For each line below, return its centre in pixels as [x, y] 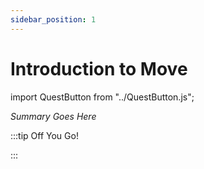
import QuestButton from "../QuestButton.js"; [102, 97]
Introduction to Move [99, 68]
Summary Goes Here [53, 116]
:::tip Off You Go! [44, 135]
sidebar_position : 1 [53, 19]
